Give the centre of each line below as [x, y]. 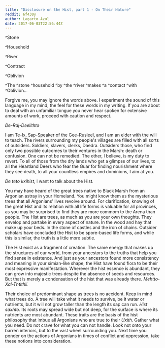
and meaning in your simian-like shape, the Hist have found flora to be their [82, 263]
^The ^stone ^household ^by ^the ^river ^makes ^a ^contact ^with [71, 85]
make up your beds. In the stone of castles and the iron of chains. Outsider [81, 228]
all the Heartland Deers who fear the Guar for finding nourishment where [79, 166]
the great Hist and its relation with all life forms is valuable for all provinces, [81, 207]
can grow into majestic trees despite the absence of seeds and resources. [80, 274]
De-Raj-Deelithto [22, 125]
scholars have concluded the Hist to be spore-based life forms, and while [80, 233]
